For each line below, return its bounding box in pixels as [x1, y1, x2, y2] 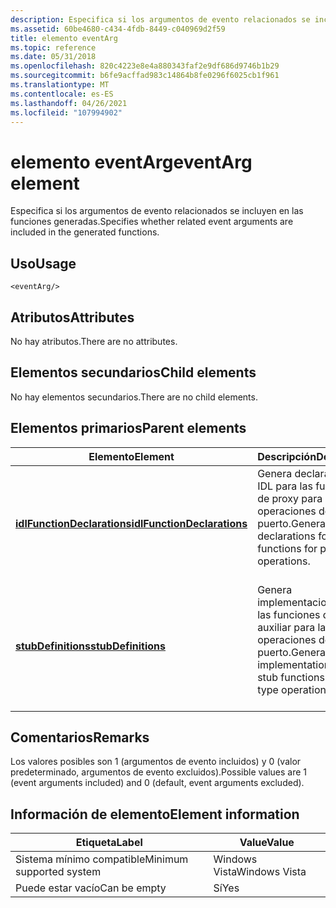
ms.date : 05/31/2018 [10, 52, 97, 62]
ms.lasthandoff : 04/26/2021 [10, 98, 128, 108]
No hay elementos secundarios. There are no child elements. [10, 391, 258, 403]
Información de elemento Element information [10, 806, 300, 823]
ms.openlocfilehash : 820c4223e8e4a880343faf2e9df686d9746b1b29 [10, 61, 280, 71]
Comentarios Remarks [10, 729, 150, 746]
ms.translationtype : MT [10, 80, 110, 90]
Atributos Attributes [10, 309, 135, 326]
